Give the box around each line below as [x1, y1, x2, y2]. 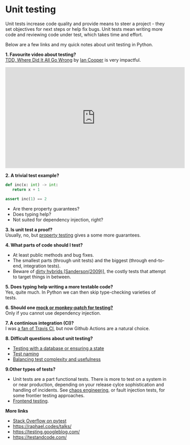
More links [5, 408, 28, 414]
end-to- [148, 257, 165, 263]
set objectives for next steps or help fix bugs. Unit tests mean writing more [5, 26, 163, 32]
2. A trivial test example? [5, 172, 59, 178]
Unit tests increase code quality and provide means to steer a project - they [5, 21, 165, 27]
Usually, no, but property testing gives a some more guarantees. [5, 232, 141, 238]
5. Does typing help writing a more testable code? [5, 283, 114, 289]
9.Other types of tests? [5, 366, 56, 372]
